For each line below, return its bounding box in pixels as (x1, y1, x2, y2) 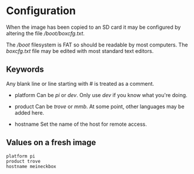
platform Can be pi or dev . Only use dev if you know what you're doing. (14, 91, 188, 98)
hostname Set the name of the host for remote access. (14, 121, 147, 128)
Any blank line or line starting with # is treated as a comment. (6, 80, 155, 87)
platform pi (6, 153, 35, 159)
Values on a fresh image (6, 138, 96, 148)
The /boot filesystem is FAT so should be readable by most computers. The (6, 41, 188, 48)
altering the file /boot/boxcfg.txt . (6, 29, 85, 36)
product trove (6, 158, 41, 164)
